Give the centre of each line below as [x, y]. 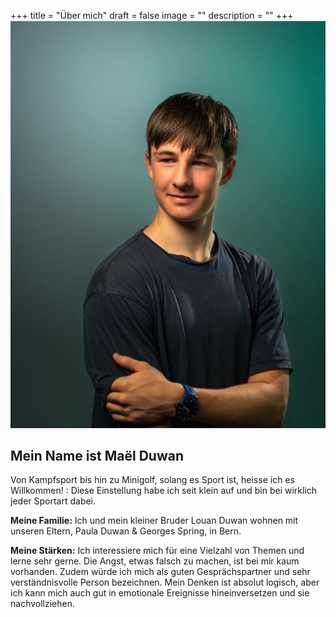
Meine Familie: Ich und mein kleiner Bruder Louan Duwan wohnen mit [154, 521]
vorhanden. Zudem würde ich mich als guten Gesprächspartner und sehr [160, 572]
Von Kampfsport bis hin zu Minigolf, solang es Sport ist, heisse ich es [152, 480]
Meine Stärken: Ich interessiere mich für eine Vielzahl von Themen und [157, 551]
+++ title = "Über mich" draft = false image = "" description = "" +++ [152, 15]
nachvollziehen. [43, 604]
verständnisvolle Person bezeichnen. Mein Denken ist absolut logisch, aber [165, 582]
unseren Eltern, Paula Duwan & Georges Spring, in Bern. [126, 531]
